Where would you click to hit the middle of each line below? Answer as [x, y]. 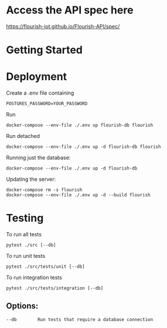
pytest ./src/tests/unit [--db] [45, 267]
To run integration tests [34, 277]
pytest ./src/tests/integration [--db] [55, 288]
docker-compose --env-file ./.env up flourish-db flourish [80, 125]
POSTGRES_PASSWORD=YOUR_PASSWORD [47, 104]
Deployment [37, 77]
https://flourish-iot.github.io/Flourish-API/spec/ [63, 26]
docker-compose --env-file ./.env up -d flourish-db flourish [83, 147]
